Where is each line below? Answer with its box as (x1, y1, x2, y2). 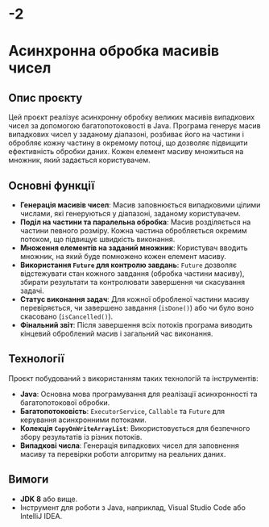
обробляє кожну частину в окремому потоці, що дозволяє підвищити (8, 138, 248, 148)
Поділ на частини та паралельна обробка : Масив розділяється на (19, 217, 251, 227)
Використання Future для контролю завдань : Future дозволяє (19, 260, 238, 270)
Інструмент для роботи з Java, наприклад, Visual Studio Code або (19, 502, 246, 512)
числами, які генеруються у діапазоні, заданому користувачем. (19, 209, 242, 218)
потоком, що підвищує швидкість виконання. (19, 235, 176, 244)
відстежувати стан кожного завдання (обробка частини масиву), (19, 269, 245, 278)
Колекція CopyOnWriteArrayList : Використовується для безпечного (19, 423, 250, 433)
